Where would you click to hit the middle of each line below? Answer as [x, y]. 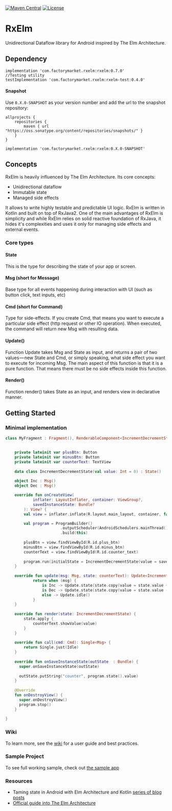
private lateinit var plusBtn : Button [56, 452]
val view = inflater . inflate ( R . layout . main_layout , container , [92, 514]
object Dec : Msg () [35, 486]
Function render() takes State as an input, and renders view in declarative [83, 391]
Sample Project [25, 757]
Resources [19, 781]
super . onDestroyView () [43, 700]
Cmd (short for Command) [34, 306]
